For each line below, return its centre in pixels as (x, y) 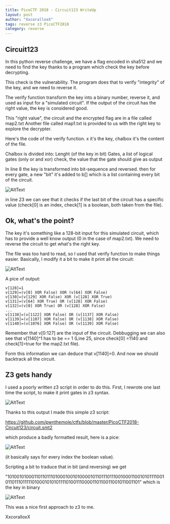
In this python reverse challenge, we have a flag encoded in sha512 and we (84, 61)
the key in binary (23, 487)
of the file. (16, 144)
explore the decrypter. (28, 129)
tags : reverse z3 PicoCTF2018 (37, 24)
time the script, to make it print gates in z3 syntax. (58, 392)
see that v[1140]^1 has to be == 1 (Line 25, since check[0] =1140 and (77, 338)
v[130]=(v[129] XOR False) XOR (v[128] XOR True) (59, 297)
